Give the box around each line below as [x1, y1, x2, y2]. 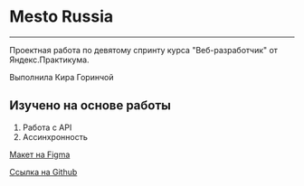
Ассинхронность [22, 131, 89, 142]
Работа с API [22, 122, 72, 133]
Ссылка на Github [9, 166, 78, 177]
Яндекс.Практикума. [9, 54, 90, 65]
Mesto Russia [9, 6, 114, 27]
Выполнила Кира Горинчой [9, 71, 114, 82]
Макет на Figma [9, 149, 71, 160]
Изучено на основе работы [9, 98, 172, 114]
